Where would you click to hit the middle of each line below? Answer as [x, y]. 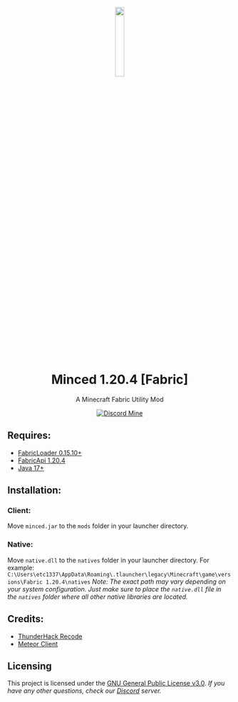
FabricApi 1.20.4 [41, 460]
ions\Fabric [25, 582]
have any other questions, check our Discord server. [84, 691]
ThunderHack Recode [50, 636]
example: [21, 567]
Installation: [35, 491]
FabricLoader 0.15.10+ [50, 453]
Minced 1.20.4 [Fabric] [120, 380]
